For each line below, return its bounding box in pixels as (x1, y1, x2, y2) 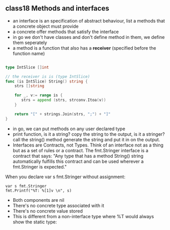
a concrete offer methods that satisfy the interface (12, 28, 119, 35)
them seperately (12, 39, 47, 46)
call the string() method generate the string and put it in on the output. (12, 136, 160, 142)
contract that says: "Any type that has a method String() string (12, 153, 144, 159)
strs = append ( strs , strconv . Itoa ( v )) (21, 97, 106, 103)
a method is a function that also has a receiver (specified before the (12, 45, 157, 51)
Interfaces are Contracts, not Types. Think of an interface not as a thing (12, 142, 164, 148)
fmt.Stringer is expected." (12, 163, 67, 170)
